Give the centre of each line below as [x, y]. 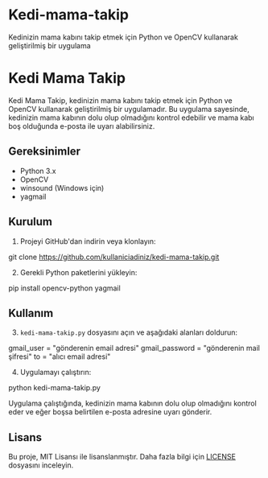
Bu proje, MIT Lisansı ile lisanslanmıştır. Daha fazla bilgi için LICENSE [122, 457]
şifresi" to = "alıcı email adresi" [60, 356]
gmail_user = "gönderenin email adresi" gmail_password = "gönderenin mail [134, 348]
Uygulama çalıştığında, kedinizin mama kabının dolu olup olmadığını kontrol [133, 403]
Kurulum [31, 222]
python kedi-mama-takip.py [54, 388]
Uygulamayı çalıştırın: [56, 373]
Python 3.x [38, 171]
